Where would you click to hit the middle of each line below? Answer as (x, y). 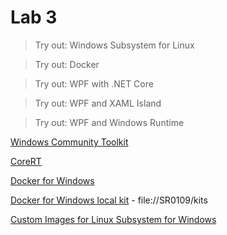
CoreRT (26, 161)
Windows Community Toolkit (69, 142)
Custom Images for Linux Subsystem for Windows (113, 219)
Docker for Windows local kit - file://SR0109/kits (109, 200)
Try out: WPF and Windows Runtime (109, 122)
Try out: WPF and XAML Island (98, 103)
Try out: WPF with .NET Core (94, 83)
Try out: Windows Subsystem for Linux (114, 45)
